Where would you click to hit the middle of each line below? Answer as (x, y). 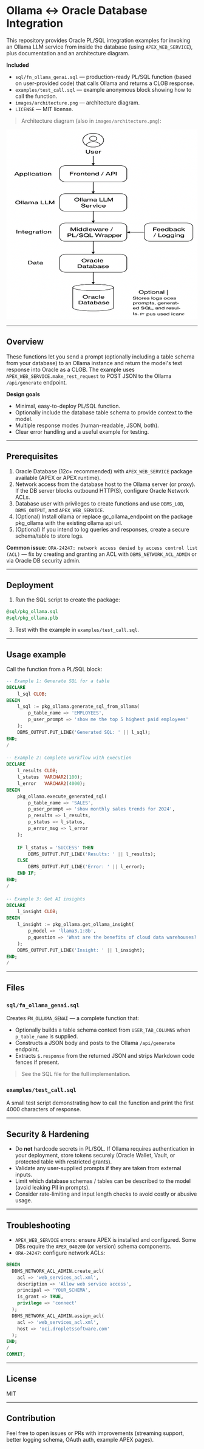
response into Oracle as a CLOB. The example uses (70, 369)
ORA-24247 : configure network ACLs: (60, 1253)
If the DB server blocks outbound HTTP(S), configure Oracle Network (102, 490)
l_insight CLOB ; (38, 912)
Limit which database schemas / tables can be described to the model (103, 1181)
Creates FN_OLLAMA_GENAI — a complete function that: (73, 1018)
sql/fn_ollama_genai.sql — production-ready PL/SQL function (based (103, 77)
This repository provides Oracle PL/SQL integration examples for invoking (98, 40)
